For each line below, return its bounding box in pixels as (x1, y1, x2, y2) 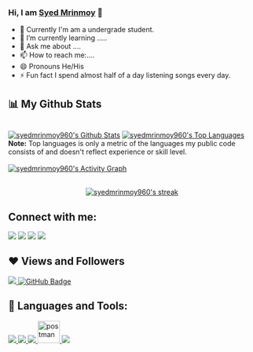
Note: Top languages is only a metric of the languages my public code (8, 139, 236, 148)
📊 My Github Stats (8, 97, 102, 111)
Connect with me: (8, 210, 97, 223)
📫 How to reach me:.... (19, 50, 95, 60)
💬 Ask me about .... (19, 42, 81, 51)
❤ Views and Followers (8, 255, 126, 268)
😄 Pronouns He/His (19, 62, 85, 71)
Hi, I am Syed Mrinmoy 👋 (8, 7, 104, 18)
